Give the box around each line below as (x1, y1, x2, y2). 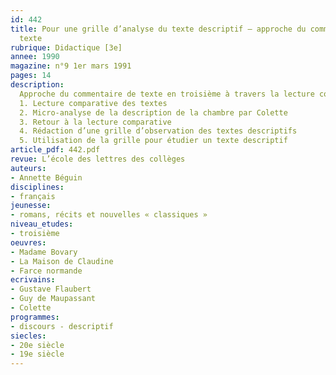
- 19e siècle (10, 349, 65, 360)
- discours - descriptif (10, 321, 114, 331)
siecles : (10, 331, 47, 341)
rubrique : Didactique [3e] (10, 42, 123, 53)
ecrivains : (10, 275, 56, 285)
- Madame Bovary (10, 247, 78, 257)
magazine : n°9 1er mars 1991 (10, 61, 132, 71)
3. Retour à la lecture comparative (19, 117, 172, 127)
